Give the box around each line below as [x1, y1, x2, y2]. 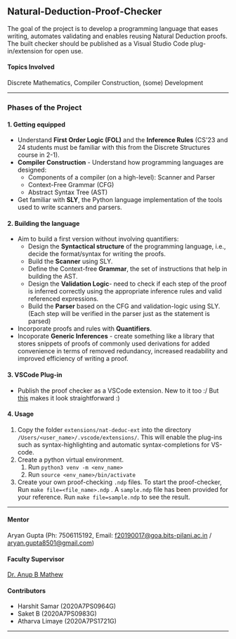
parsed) [27, 317, 51, 326]
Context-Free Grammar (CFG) [27, 181, 114, 189]
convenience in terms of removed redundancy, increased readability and [17, 347, 228, 355]
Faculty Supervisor [7, 555, 65, 563]
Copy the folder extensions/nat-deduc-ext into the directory [17, 425, 192, 434]
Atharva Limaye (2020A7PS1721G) [17, 617, 117, 626]
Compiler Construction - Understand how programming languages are [17, 158, 224, 167]
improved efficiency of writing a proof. [17, 355, 129, 363]
